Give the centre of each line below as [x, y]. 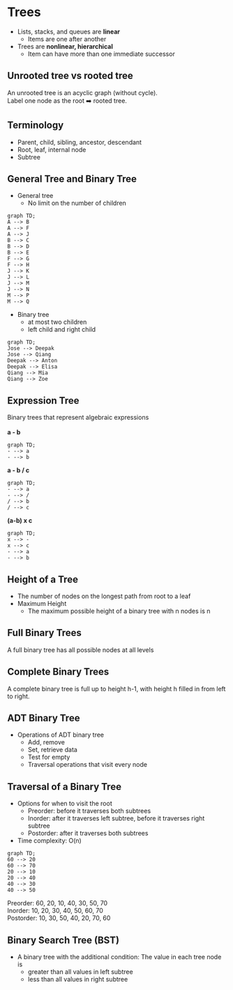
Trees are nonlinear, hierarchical [65, 46]
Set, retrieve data [53, 750]
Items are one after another [67, 38]
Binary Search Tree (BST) [63, 940]
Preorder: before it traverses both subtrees [89, 811]
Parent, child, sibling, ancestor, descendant [79, 142]
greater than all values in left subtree [81, 972]
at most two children [57, 322]
